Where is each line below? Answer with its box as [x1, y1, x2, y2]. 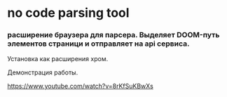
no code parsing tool [7, 5, 130, 21]
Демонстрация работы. [7, 68, 78, 77]
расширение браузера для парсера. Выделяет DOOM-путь [7, 30, 220, 40]
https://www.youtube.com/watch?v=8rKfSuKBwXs [7, 82, 154, 91]
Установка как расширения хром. [7, 55, 109, 63]
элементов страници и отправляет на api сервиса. [7, 39, 190, 48]
